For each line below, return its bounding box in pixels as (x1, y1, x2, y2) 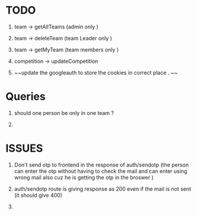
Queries (5, 90, 46, 104)
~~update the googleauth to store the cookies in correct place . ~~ (14, 69, 178, 76)
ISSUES (5, 142, 43, 155)
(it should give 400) (14, 191, 63, 198)
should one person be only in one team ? (14, 109, 114, 116)
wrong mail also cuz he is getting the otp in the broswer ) (14, 174, 154, 181)
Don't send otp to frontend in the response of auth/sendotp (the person (14, 161, 189, 168)
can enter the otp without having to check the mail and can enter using (14, 167, 188, 175)
